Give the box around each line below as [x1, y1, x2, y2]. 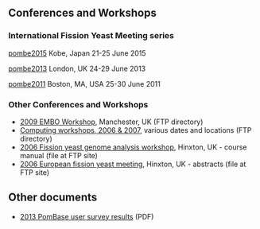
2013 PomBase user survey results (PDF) [19, 212, 154, 221]
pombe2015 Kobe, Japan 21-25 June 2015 [8, 48, 146, 58]
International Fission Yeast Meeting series [8, 30, 175, 41]
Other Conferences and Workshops [8, 99, 149, 110]
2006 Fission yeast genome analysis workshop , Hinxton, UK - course [19, 142, 247, 152]
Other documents [8, 191, 98, 204]
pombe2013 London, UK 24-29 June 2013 [8, 64, 146, 73]
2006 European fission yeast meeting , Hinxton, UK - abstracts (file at [19, 159, 246, 169]
